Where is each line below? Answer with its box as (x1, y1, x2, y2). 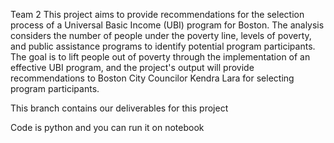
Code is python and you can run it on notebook (10, 122, 205, 133)
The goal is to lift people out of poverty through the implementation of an (10, 51, 311, 63)
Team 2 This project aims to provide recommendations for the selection (10, 9, 305, 20)
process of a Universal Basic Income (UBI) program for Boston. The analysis (10, 19, 325, 31)
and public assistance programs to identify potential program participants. (10, 40, 316, 52)
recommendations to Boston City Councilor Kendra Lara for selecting (10, 72, 295, 84)
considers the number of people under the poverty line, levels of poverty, (10, 30, 312, 41)
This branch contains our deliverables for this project (10, 102, 229, 114)
